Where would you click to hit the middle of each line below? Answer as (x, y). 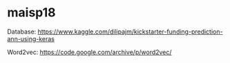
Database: (22, 32)
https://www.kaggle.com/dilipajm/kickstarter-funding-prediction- (130, 32)
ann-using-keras (31, 38)
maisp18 (32, 13)
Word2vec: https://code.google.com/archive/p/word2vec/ (89, 52)
